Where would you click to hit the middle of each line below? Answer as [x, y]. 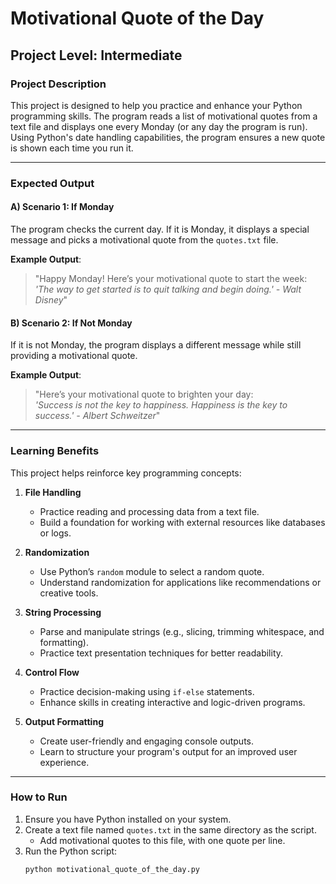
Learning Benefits [55, 451]
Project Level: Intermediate [96, 55]
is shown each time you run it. [72, 148]
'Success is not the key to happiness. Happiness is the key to [161, 405]
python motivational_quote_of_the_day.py [112, 869]
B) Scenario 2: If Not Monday [71, 323]
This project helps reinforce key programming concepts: [126, 473]
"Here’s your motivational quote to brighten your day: [144, 394]
